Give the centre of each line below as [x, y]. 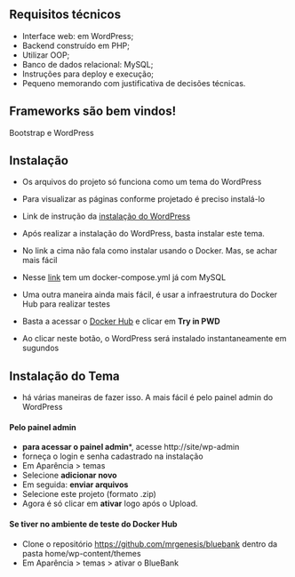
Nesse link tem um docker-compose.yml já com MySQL [124, 277]
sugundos [40, 348]
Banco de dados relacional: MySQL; [88, 64]
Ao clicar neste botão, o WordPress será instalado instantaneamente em [154, 339]
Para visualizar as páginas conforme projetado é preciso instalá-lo [143, 199]
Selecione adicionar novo [69, 476]
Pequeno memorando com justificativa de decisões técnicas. [134, 83]
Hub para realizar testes [66, 304]
